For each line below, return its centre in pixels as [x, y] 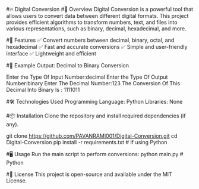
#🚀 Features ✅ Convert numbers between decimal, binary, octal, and [90, 40]
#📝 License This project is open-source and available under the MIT [89, 174]
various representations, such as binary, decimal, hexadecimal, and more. [97, 29]
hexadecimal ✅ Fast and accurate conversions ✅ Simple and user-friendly [97, 47]
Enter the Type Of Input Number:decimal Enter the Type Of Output [87, 77]
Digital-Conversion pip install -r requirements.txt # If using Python [87, 142]
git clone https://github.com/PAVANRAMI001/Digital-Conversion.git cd [92, 136]
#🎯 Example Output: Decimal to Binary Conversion [68, 65]
